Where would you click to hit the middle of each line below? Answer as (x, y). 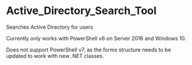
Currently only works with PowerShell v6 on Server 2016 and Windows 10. (96, 38)
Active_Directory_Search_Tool (81, 11)
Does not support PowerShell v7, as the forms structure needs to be (89, 49)
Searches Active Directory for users (50, 27)
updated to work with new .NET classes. (55, 56)
